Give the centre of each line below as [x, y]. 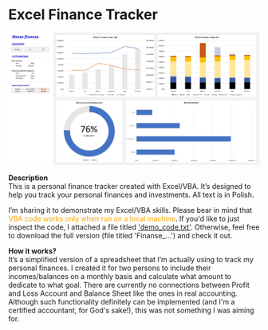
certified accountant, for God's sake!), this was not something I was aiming [131, 310]
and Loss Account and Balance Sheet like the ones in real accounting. [123, 293]
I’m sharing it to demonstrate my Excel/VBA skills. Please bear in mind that [130, 210]
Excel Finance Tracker [83, 15]
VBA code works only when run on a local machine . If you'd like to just [124, 219]
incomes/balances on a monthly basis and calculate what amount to [120, 277]
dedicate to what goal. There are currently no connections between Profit [129, 285]
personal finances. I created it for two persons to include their [110, 268]
